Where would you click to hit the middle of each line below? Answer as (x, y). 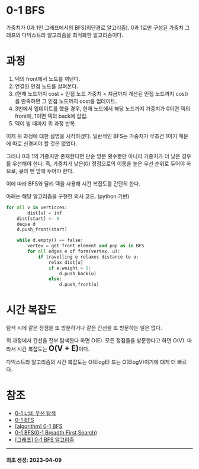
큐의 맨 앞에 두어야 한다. (46, 171)
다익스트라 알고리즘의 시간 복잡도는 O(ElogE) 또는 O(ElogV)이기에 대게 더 (91, 362)
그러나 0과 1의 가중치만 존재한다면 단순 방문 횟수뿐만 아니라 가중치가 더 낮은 (93, 156)
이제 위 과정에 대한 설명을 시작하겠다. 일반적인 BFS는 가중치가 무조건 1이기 (92, 136)
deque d (26, 224)
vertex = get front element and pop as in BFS (86, 246)
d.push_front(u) (79, 285)
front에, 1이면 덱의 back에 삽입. (51, 116)
